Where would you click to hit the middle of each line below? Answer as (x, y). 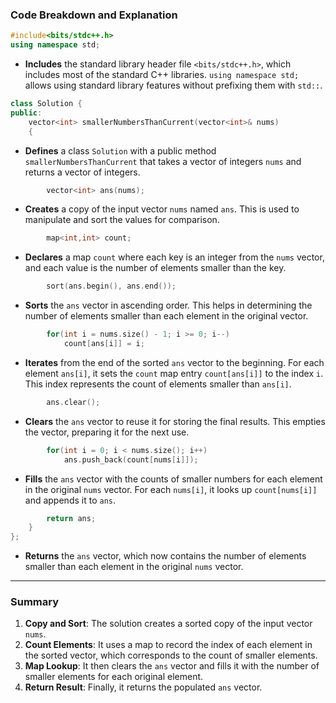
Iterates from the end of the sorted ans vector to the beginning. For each (174, 362)
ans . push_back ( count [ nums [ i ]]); (131, 459)
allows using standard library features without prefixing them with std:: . (173, 85)
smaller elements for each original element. (114, 677)
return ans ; (71, 518)
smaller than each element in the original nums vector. (134, 567)
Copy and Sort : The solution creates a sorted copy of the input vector (168, 624)
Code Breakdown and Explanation (94, 15)
